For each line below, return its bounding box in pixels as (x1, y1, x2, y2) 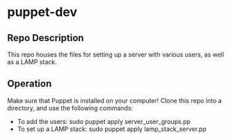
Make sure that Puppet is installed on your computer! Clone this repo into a (7, 96, 222, 104)
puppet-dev (7, 4, 78, 20)
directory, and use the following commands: (7, 104, 134, 112)
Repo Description (7, 32, 84, 44)
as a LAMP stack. (7, 58, 57, 66)
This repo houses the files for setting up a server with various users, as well (7, 50, 225, 59)
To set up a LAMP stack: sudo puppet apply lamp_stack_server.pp (17, 125, 207, 133)
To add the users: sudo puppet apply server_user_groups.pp (17, 117, 191, 125)
